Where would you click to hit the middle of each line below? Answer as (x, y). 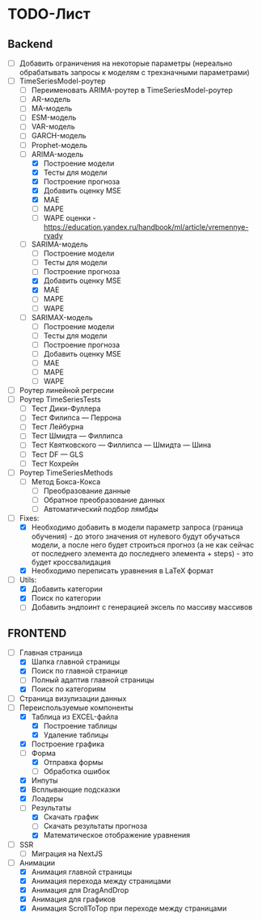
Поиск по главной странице (80, 671)
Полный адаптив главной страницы (93, 680)
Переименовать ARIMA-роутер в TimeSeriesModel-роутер (132, 91)
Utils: (28, 580)
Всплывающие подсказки (76, 790)
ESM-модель (54, 117)
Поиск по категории (66, 598)
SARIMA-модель (59, 244)
